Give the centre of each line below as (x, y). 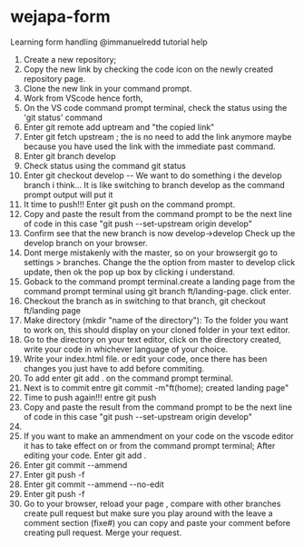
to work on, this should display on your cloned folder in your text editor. (157, 330)
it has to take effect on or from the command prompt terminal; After (149, 445)
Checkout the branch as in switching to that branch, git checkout (144, 301)
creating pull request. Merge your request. (103, 532)
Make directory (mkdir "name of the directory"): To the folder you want (156, 320)
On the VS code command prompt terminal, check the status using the (155, 107)
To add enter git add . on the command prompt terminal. (128, 378)
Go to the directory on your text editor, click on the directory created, (152, 339)
